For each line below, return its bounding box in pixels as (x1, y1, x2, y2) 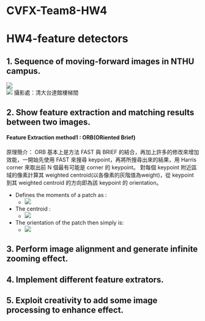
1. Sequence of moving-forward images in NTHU (6, 56, 195, 66)
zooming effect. (6, 253, 69, 264)
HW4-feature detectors (6, 32, 129, 46)
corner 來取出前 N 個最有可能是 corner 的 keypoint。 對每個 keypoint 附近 (6, 163, 192, 171)
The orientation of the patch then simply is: (15, 219, 124, 226)
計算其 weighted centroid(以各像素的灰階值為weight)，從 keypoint (27, 171, 194, 179)
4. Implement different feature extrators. (6, 274, 164, 285)
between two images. (6, 117, 91, 127)
